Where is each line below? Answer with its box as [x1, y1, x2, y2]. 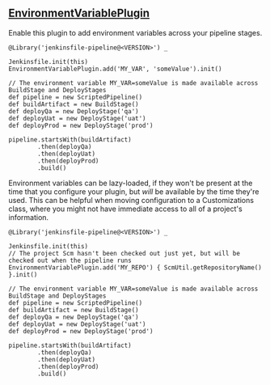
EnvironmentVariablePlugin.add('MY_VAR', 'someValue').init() [8, 65, 222, 73]
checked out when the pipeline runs [8, 256, 132, 264]
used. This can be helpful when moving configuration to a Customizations [8, 195, 255, 205]
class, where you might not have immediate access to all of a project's [8, 204, 243, 214]
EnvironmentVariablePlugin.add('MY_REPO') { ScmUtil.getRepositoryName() [8, 263, 263, 272]
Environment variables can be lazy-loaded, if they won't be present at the [8, 178, 253, 188]
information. [8, 212, 49, 222]
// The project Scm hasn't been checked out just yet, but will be [8, 249, 241, 257]
